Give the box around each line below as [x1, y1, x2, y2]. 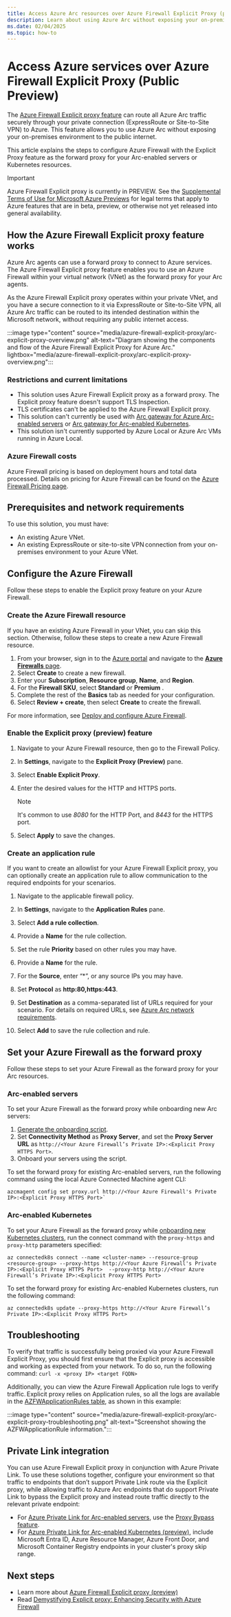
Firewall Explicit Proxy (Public [7, 74, 180, 89]
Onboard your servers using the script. [16, 1154, 127, 1163]
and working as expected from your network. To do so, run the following [7, 1362, 212, 1370]
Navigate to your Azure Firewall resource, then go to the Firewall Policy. [16, 744, 220, 752]
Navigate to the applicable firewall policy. [16, 892, 134, 901]
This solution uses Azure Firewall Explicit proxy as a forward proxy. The [16, 390, 220, 399]
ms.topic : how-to [7, 29, 57, 36]
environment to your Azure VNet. [45, 548, 139, 556]
